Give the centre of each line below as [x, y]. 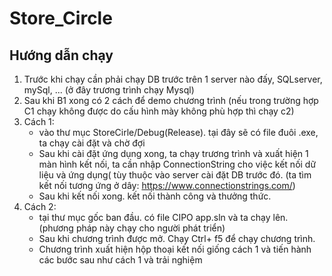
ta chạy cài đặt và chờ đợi [92, 143]
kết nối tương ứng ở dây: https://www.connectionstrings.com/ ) [167, 185]
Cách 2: [40, 206]
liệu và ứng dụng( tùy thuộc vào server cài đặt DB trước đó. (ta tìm [175, 175]
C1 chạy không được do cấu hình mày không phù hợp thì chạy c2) [159, 111]
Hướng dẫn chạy [61, 55]
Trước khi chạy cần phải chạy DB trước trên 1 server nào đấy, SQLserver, [173, 79]
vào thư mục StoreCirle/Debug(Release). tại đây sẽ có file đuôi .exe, [178, 132]
